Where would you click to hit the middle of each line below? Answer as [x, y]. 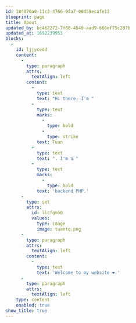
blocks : [15, 39]
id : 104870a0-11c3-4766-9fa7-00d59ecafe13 [58, 11]
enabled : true [33, 305]
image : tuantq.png [59, 229]
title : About [21, 22]
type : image [51, 224]
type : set [38, 202]
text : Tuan [50, 142]
